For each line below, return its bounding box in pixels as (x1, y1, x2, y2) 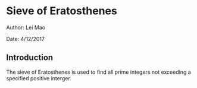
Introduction (6, 52, 54, 63)
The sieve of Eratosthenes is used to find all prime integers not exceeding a (6, 68, 192, 76)
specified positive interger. (6, 74, 71, 81)
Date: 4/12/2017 (6, 35, 45, 42)
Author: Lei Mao (6, 24, 46, 31)
